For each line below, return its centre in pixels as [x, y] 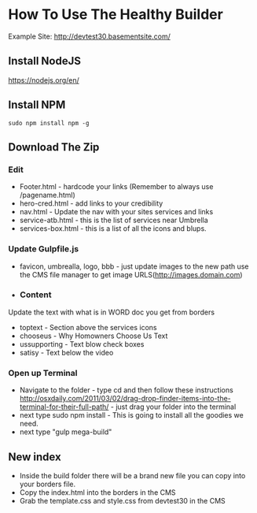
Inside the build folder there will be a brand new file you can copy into [132, 475]
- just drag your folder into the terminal [173, 407]
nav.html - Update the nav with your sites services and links [116, 212]
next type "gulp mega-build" [66, 432]
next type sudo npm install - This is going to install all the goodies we [131, 415]
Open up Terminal [43, 373]
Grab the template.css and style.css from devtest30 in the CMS [122, 500]
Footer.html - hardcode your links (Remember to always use [116, 187]
